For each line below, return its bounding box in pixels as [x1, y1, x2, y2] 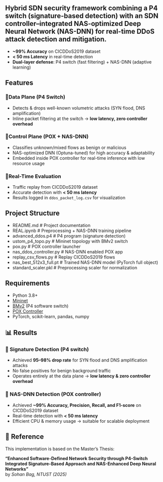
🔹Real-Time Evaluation [5, 173, 61, 180]
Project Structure [5, 209, 60, 218]
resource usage [12, 160, 45, 166]
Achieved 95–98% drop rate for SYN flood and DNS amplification [12, 357, 148, 363]
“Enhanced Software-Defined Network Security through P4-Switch [5, 455, 148, 461]
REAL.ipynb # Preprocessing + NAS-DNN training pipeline [12, 228, 132, 234]
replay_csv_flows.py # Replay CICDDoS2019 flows [12, 254, 116, 260]
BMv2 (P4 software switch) [12, 303, 69, 309]
